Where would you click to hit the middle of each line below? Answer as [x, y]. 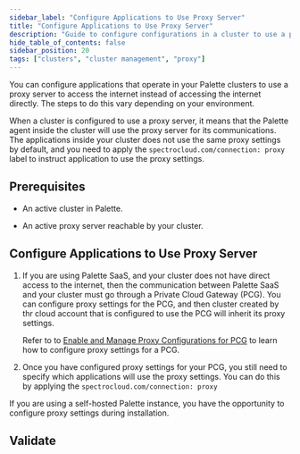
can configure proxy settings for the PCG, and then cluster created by [150, 304]
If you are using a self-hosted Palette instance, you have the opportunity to [147, 403]
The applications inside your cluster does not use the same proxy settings [145, 140]
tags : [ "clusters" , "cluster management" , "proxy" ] [107, 59]
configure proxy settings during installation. [89, 413]
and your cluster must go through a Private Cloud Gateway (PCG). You [151, 294]
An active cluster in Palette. [72, 208]
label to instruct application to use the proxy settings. [107, 159]
